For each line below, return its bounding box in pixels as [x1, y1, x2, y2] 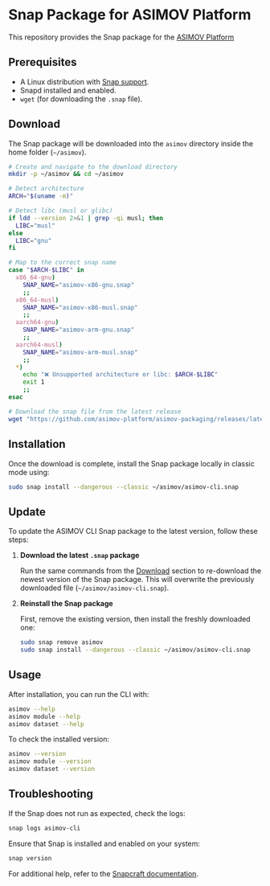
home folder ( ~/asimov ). [8, 147, 87, 157]
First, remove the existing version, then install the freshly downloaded [19, 614, 251, 624]
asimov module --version [8, 757, 92, 765]
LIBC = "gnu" [15, 236, 52, 244]
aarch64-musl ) [15, 340, 63, 349]
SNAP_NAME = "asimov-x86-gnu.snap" [22, 281, 135, 289]
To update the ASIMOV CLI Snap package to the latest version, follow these [8, 527, 259, 536]
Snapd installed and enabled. [19, 85, 117, 95]
